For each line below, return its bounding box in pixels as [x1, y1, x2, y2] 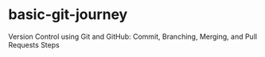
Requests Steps [8, 40, 60, 49]
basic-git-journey [8, 6, 128, 24]
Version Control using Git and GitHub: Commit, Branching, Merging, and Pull [8, 32, 257, 41]
